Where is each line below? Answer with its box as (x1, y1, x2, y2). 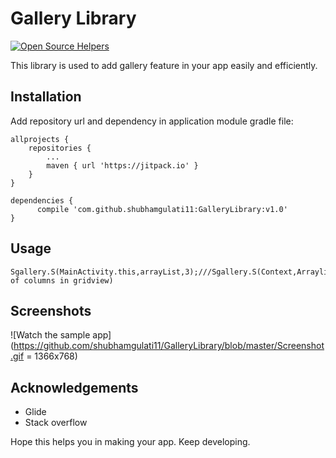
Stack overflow (24, 417, 88, 429)
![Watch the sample (10, 329, 91, 341)
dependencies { (10, 195, 74, 206)
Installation (10, 88, 82, 106)
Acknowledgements (10, 379, 139, 396)
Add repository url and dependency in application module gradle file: (10, 115, 294, 127)
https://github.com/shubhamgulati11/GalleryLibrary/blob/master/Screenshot (13, 340, 325, 352)
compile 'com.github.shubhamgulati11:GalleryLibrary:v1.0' (36, 204, 288, 214)
